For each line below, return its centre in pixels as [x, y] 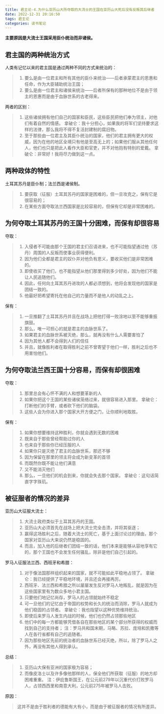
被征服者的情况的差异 [37, 498]
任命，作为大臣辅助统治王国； [54, 84]
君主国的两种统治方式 [37, 55]
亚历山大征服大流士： [26, 511]
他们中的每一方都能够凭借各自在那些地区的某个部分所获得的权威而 [91, 622]
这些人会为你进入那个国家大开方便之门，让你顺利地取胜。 [82, 411]
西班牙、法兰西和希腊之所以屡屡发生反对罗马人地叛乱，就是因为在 [91, 585]
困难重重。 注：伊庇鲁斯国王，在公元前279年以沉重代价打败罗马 [89, 680]
